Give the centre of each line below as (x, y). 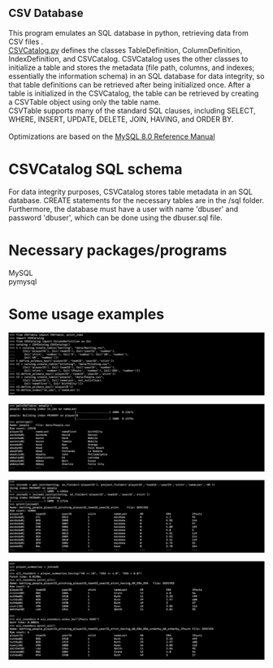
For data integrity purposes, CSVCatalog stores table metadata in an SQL (131, 192)
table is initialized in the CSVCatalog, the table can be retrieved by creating (134, 93)
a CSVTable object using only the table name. (84, 101)
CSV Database (46, 13)
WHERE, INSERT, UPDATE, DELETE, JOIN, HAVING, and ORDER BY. (121, 119)
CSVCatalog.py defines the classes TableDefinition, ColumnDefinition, (126, 50)
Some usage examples (87, 314)
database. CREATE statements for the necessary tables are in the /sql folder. (136, 200)
